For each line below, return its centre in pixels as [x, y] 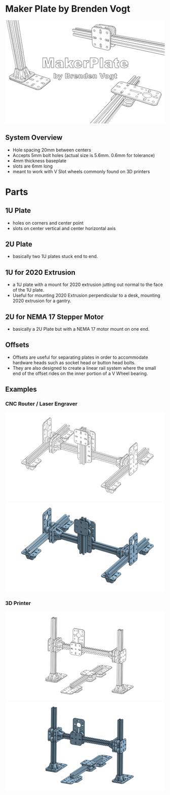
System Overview [34, 138]
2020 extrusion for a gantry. [42, 301]
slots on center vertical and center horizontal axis [64, 228]
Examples [21, 389]
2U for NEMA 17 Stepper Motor [54, 317]
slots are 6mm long [33, 166]
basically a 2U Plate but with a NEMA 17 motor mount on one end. [81, 329]
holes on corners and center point [48, 223]
